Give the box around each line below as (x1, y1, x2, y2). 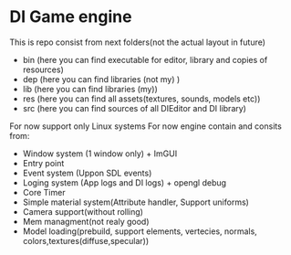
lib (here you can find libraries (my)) (22, 83, 158, 94)
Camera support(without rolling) (22, 206, 144, 217)
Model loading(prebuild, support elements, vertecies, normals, (22, 226, 257, 237)
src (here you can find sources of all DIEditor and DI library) (22, 102, 246, 113)
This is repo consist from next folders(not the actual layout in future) (9, 37, 266, 48)
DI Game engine (9, 6, 132, 27)
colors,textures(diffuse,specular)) (22, 235, 150, 246)
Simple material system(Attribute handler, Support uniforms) (22, 197, 249, 207)
